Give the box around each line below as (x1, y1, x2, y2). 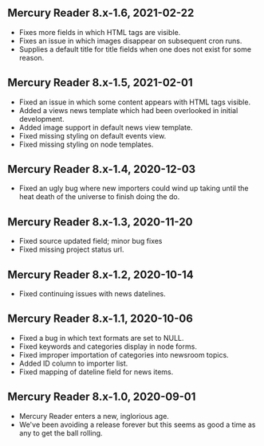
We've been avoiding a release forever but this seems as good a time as (18, 420, 256, 429)
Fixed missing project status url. (18, 245, 124, 254)
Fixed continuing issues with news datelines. (18, 289, 167, 299)
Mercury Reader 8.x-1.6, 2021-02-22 (7, 6, 195, 20)
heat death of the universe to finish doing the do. (18, 192, 180, 201)
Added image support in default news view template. (18, 123, 193, 132)
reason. (18, 53, 45, 62)
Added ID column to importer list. (18, 358, 128, 368)
